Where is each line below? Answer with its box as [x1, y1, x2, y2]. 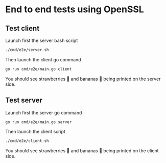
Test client [5, 24, 40, 33]
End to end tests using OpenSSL [5, 4, 144, 15]
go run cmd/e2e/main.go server [5, 119, 72, 125]
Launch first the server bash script [5, 37, 78, 43]
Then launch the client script [5, 129, 65, 135]
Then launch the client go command [5, 56, 81, 62]
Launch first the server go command [5, 109, 82, 115]
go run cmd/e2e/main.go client [5, 66, 72, 72]
